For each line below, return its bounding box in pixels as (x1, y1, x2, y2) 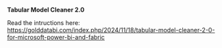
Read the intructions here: (7, 19, 80, 26)
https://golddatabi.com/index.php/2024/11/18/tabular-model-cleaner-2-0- (7, 26, 215, 34)
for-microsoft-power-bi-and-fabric (7, 33, 105, 41)
